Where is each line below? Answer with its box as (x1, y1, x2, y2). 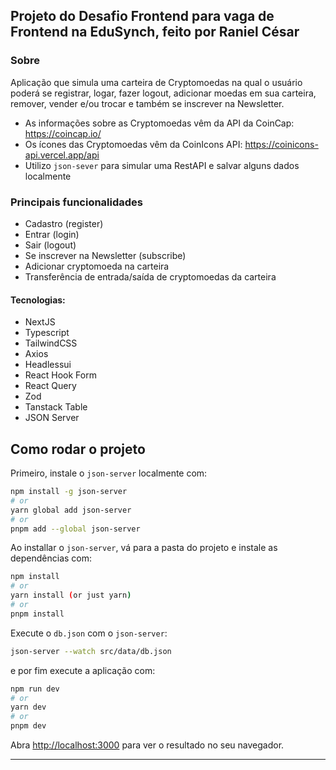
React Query (24, 380, 77, 392)
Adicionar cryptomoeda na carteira (24, 260, 170, 272)
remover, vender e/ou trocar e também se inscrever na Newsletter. (10, 97, 285, 109)
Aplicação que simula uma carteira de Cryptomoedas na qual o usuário (10, 76, 303, 88)
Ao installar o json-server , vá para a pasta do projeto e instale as (10, 542, 278, 554)
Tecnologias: (10, 294, 66, 306)
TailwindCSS (24, 337, 78, 349)
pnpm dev (10, 721, 47, 731)
